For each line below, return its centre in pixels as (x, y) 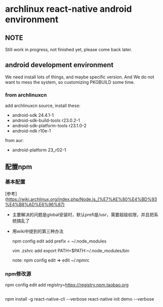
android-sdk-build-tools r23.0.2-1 (46, 120)
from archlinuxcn (26, 95)
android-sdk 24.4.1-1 (33, 115)
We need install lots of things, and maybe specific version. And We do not (80, 77)
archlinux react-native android (68, 9)
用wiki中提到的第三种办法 (38, 231)
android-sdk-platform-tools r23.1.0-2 (49, 126)
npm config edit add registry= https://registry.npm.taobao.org (67, 285)
